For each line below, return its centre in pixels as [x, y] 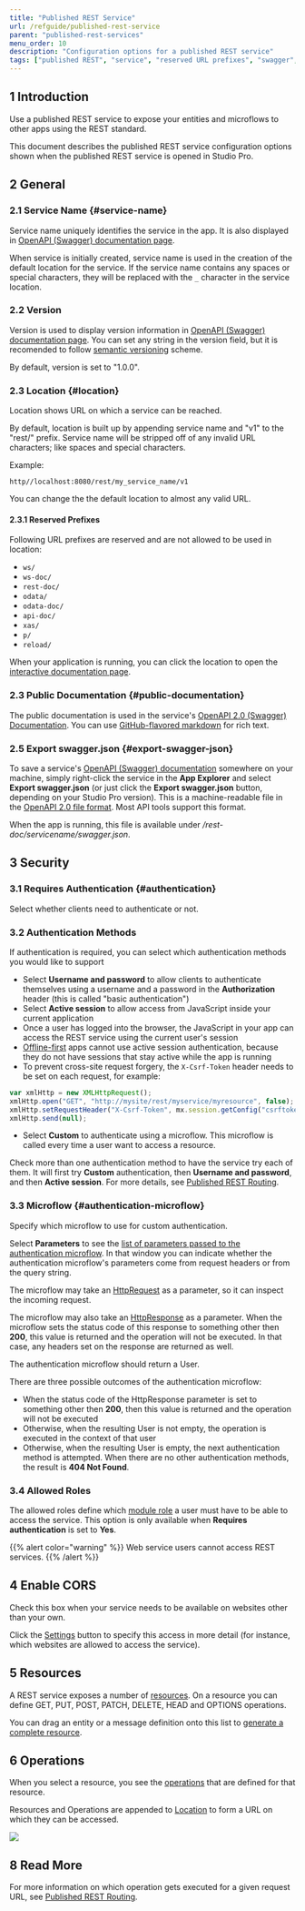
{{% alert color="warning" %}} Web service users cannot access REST [142, 1547]
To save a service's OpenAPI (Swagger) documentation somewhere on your [151, 768]
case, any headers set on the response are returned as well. [122, 1346]
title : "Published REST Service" [73, 18]
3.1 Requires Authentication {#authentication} [113, 889]
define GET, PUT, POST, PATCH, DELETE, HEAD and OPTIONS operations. [148, 1704]
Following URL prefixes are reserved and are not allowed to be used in [141, 540]
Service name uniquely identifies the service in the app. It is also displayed [149, 230]
